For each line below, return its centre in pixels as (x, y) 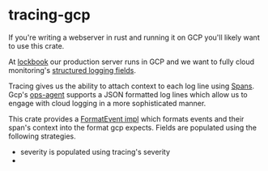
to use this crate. (36, 45)
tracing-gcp (49, 15)
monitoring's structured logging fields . (72, 70)
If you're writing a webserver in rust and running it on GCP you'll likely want (134, 37)
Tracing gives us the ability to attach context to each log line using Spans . (132, 86)
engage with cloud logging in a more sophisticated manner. (107, 103)
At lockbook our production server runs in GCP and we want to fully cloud (132, 62)
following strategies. (42, 136)
